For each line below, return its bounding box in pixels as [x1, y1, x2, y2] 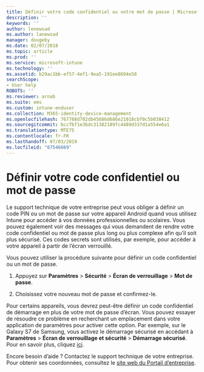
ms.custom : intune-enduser [6, 104, 75, 111]
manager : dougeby [6, 37, 50, 43]
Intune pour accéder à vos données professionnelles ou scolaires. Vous [6, 216, 186, 223]
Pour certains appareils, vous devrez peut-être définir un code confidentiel [6, 302, 193, 309]
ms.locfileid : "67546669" [6, 144, 72, 150]
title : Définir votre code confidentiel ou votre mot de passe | [6, 8, 175, 15]
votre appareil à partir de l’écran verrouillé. [6, 242, 113, 249]
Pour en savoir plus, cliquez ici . [6, 340, 84, 348]
